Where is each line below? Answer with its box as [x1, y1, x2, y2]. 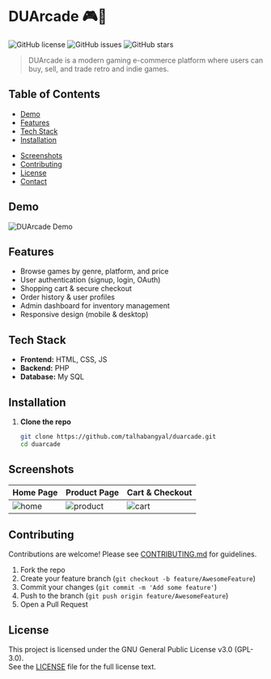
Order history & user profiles [19, 292, 116, 302]
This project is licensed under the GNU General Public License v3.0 [8, 645, 233, 655]
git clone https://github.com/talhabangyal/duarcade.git [19, 432, 217, 440]
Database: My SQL [19, 372, 85, 382]
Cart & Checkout [126, 487, 193, 498]
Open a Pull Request [19, 599, 89, 609]
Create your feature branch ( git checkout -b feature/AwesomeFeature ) [19, 574, 256, 583]
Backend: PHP [19, 363, 70, 373]
